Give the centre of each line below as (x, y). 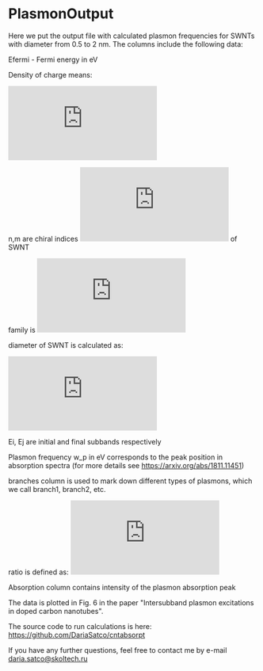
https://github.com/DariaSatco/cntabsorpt (77, 635)
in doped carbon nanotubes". (56, 611)
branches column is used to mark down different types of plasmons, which (130, 481)
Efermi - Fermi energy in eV (53, 59)
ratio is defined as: (38, 572)
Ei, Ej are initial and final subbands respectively (85, 441)
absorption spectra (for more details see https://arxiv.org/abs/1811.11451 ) (126, 465)
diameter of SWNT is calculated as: (66, 345)
